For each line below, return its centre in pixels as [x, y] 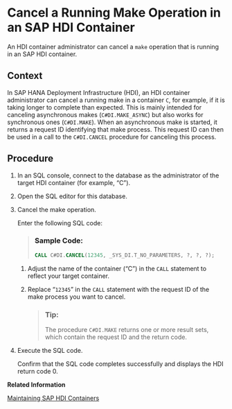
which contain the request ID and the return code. [116, 337]
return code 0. [38, 372]
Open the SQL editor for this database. [72, 196]
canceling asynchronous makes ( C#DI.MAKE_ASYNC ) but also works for [105, 114]
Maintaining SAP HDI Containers [53, 398]
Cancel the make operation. [57, 209]
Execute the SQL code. [50, 351]
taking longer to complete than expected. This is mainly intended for [105, 107]
